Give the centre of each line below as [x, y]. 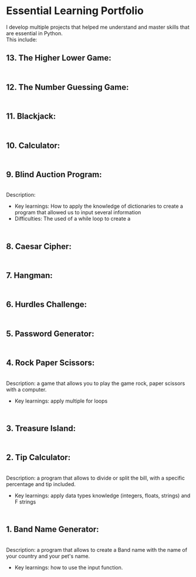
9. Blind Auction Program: [54, 174]
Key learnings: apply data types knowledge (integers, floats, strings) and [102, 495]
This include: [22, 39]
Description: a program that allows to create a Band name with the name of [97, 549]
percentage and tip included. [41, 484]
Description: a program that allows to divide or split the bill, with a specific [95, 478]
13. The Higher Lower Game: [59, 58]
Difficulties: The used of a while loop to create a [72, 219]
